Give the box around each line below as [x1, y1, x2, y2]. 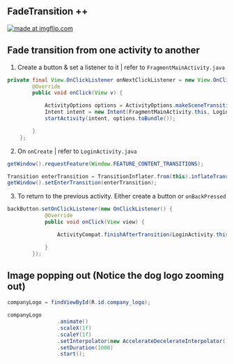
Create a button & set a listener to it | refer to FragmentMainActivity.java [17, 63, 225, 71]
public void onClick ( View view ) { [44, 219, 145, 226]
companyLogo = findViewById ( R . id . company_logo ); [7, 299, 151, 306]
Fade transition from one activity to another [7, 45, 201, 57]
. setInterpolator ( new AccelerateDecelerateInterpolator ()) [56, 337, 232, 344]
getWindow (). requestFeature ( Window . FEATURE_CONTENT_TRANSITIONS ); [7, 160, 204, 167]
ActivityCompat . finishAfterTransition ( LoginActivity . [56, 231, 217, 238]
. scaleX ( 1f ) [56, 324, 92, 331]
